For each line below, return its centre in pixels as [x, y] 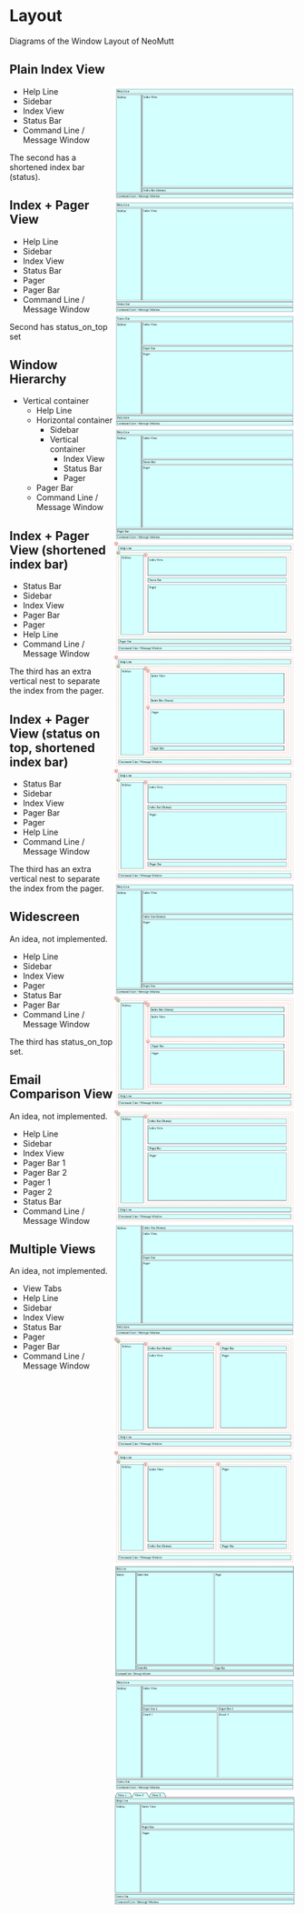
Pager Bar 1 [44, 1162]
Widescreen [44, 917]
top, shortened [52, 748]
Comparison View [61, 1094]
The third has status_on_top [61, 1041]
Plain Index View [58, 70]
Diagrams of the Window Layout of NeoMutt [92, 41]
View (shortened [58, 550]
